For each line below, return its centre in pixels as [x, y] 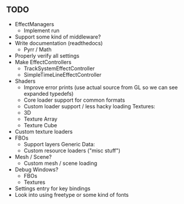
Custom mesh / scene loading [60, 163]
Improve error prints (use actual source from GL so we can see [101, 87]
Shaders [25, 81]
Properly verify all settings [47, 55]
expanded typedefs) [49, 93]
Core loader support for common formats [74, 100]
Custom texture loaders [44, 131]
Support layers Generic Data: [59, 144]
